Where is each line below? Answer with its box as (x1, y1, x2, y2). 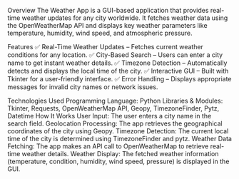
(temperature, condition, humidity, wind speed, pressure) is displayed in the (7, 157, 230, 165)
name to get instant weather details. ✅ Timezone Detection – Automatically (7, 58, 228, 67)
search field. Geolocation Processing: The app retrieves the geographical (7, 119, 223, 128)
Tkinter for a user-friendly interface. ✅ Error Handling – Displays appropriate (7, 75, 232, 83)
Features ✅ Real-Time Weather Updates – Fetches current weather (7, 43, 203, 51)
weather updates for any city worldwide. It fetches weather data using (21, 14, 228, 22)
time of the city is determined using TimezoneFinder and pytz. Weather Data (7, 135, 232, 143)
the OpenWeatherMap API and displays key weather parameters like (7, 21, 208, 29)
